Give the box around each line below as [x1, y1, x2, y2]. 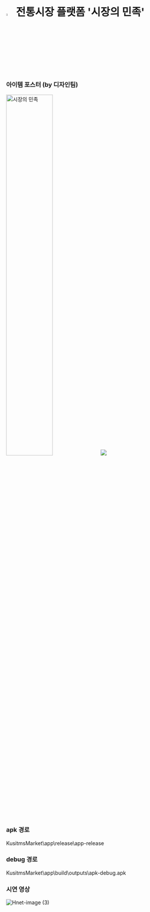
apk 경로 [6, 826, 30, 834]
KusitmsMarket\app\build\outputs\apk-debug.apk [6, 869, 126, 876]
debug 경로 [6, 855, 38, 863]
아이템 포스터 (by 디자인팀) [6, 81, 79, 89]
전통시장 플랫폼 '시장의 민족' [15, 5, 145, 19]
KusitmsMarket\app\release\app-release [6, 839, 105, 847]
